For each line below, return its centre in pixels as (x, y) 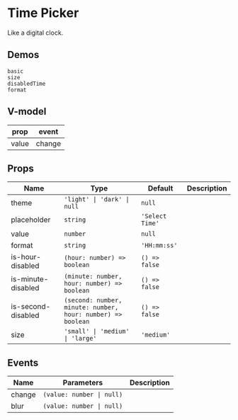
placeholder (31, 220)
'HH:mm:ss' (159, 245)
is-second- (31, 307)
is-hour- (26, 257)
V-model (27, 112)
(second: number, (93, 300)
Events (23, 363)
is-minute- (30, 279)
